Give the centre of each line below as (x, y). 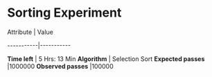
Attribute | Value (30, 32)
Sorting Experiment (64, 13)
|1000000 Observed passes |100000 (61, 66)
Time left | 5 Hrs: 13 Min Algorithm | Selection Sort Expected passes (106, 59)
